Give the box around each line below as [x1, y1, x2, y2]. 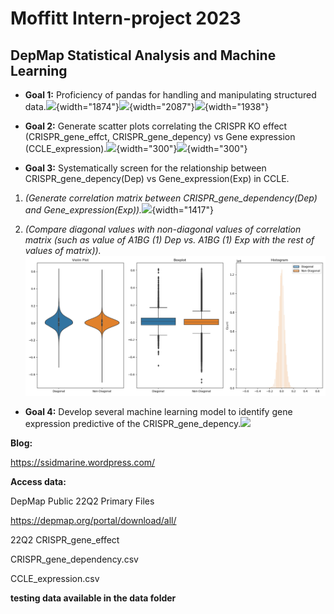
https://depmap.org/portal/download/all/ [10, 514, 177, 526]
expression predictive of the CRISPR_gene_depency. [24, 417, 242, 429]
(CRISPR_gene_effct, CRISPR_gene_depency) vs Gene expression [24, 131, 296, 142]
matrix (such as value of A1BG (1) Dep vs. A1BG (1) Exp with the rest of [24, 234, 315, 246]
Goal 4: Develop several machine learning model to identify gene [24, 405, 293, 417]
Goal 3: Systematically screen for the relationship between [24, 162, 267, 174]
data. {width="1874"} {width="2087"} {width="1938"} [24, 101, 270, 112]
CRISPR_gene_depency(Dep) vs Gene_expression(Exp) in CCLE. [24, 173, 290, 184]
